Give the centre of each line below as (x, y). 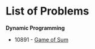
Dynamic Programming (35, 28)
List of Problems (47, 11)
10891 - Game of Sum (41, 39)
